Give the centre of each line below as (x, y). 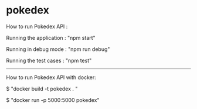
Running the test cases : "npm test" (49, 60)
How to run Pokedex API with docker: (51, 77)
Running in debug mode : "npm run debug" (58, 49)
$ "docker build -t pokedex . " (42, 88)
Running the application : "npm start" (51, 38)
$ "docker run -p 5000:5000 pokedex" (53, 100)
